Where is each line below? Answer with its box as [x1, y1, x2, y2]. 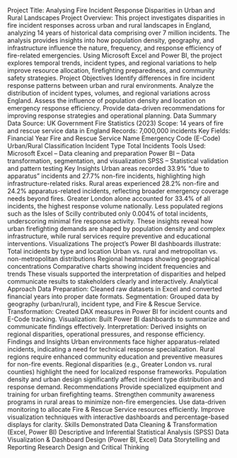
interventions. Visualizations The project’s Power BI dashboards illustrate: [7, 240, 221, 247]
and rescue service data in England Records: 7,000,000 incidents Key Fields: [7, 127, 231, 135]
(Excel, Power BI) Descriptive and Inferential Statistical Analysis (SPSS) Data [7, 428, 229, 436]
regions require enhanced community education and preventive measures [7, 352, 223, 361]
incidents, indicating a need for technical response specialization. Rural [7, 345, 215, 353]
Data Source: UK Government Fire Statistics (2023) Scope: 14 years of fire [7, 119, 224, 127]
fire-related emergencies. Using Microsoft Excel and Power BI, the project [7, 51, 223, 60]
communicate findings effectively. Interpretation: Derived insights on [7, 323, 207, 330]
